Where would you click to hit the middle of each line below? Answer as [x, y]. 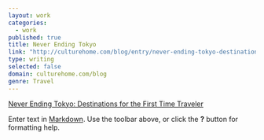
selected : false [35, 67]
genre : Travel [31, 81]
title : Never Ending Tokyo [52, 45]
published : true [35, 37]
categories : [27, 23]
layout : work [29, 15]
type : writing [31, 60]
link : [17, 52]
